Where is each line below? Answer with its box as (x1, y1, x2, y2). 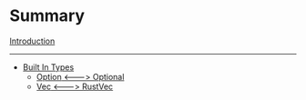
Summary (9, 5, 85, 26)
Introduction (9, 35, 56, 46)
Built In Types (22, 61, 75, 73)
